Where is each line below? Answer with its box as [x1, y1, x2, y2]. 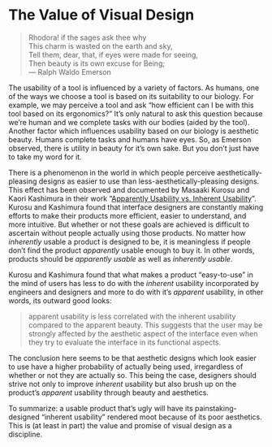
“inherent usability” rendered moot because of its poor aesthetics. [41, 412, 262, 422]
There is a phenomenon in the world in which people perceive [8, 167, 215, 177]
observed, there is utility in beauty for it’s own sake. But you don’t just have [8, 143, 260, 153]
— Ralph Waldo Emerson [28, 67, 112, 76]
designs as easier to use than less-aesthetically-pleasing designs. [38, 176, 260, 186]
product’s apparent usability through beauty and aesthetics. [8, 388, 209, 397]
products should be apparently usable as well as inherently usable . [8, 254, 233, 263]
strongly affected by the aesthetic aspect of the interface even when [28, 328, 258, 338]
